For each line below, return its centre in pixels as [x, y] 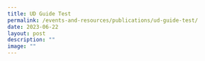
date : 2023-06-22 [33, 27]
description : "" [31, 40]
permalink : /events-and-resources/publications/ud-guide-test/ [103, 20]
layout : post [27, 33]
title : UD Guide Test [39, 14]
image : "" [22, 46]
